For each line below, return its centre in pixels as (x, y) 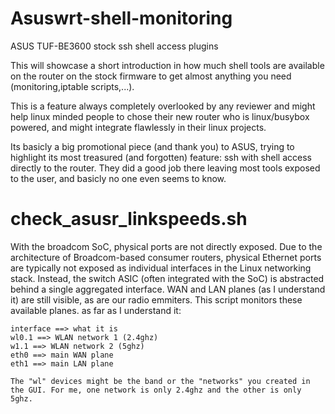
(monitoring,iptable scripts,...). (72, 86)
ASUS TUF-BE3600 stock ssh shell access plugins (114, 46)
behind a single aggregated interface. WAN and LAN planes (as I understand (168, 289)
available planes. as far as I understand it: (96, 310)
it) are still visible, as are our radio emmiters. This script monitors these (156, 299)
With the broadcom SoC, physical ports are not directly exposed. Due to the (166, 246)
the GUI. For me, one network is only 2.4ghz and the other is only (156, 390)
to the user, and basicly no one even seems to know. (118, 178)
